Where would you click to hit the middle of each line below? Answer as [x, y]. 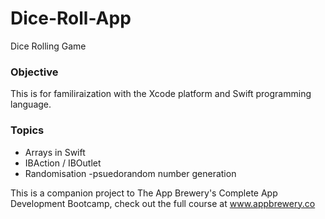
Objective [34, 72]
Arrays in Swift [55, 152]
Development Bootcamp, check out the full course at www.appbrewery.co [163, 203]
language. [31, 104]
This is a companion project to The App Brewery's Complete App [144, 193]
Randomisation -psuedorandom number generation [130, 173]
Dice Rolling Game [48, 46]
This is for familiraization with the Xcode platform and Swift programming [161, 94]
